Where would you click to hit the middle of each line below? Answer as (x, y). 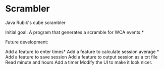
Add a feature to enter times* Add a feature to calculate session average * (82, 51)
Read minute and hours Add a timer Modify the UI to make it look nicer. (79, 62)
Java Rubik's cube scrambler (35, 22)
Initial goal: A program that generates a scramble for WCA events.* (75, 32)
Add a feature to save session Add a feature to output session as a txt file (81, 57)
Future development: (27, 42)
